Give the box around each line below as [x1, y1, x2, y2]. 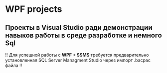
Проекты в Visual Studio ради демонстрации [5, 23, 153, 32]
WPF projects [5, 3, 62, 15]
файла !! [5, 63, 22, 68]
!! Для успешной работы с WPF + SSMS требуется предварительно [5, 52, 149, 58]
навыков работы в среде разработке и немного [5, 31, 162, 39]
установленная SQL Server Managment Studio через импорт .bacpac [5, 57, 151, 63]
